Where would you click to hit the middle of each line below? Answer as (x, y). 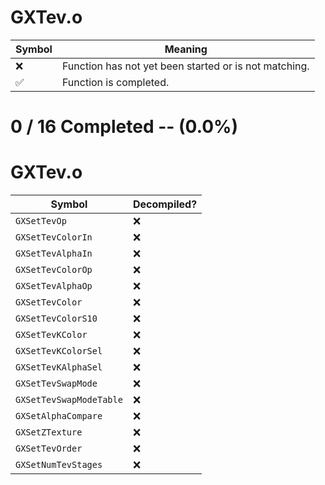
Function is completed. (115, 82)
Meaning (186, 49)
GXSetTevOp (41, 221)
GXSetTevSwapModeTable (69, 400)
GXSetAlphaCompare (59, 416)
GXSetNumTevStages (59, 465)
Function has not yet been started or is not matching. (185, 66)
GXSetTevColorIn (54, 237)
